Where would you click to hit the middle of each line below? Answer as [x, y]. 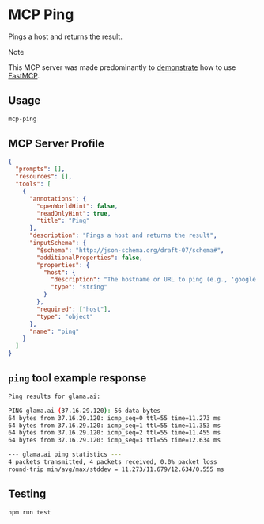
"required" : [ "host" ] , [74, 309]
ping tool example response [77, 378]
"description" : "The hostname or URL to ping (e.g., [139, 280]
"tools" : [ [33, 184]
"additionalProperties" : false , [90, 258]
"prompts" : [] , [40, 169]
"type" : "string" [79, 287]
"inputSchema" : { [58, 243]
